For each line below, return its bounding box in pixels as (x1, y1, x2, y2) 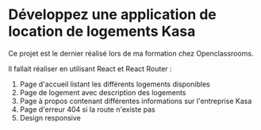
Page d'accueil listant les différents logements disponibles (19, 79, 210, 89)
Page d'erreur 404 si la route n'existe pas (19, 105, 156, 114)
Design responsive (19, 113, 82, 122)
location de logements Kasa (8, 22, 196, 40)
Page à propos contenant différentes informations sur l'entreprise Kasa (19, 96, 252, 105)
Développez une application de (8, 6, 217, 24)
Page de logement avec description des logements (19, 87, 186, 97)
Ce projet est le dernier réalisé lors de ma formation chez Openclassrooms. (8, 48, 254, 58)
